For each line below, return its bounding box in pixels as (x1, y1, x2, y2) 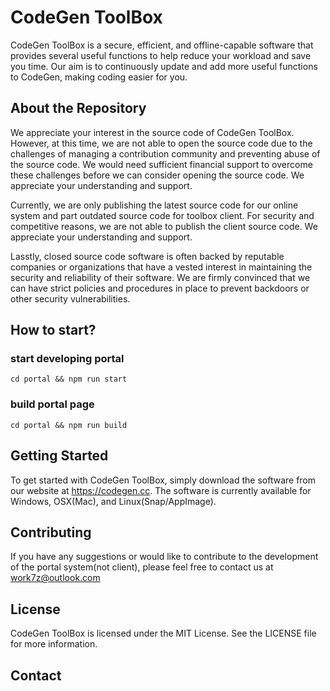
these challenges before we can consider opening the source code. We (10, 169, 305, 181)
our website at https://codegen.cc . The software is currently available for (10, 484, 312, 496)
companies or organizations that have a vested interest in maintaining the (10, 261, 313, 273)
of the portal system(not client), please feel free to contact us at (10, 561, 274, 573)
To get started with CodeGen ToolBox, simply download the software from (10, 474, 317, 486)
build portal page (10, 397, 95, 411)
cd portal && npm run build (10, 420, 128, 430)
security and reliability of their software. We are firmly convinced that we (10, 271, 311, 283)
